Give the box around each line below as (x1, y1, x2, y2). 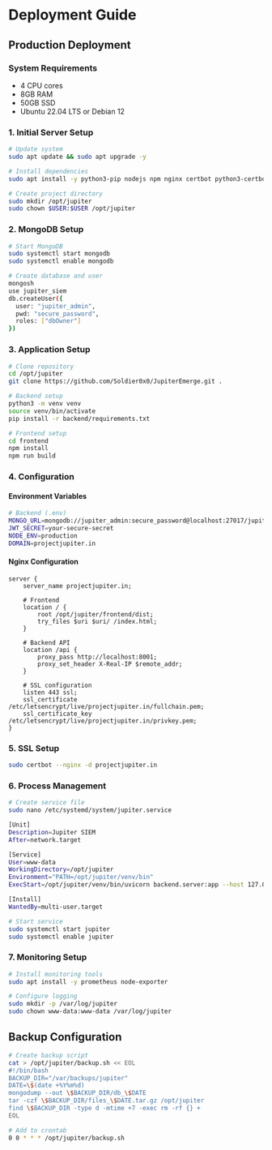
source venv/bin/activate (8, 407, 96, 415)
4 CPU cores (19, 80, 63, 90)
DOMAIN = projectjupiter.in (8, 539, 96, 547)
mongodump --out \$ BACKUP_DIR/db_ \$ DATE (8, 1089, 147, 1097)
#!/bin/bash (8, 1066, 49, 1075)
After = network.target (8, 835, 82, 844)
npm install (8, 444, 49, 453)
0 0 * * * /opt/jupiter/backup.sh (8, 1134, 125, 1142)
